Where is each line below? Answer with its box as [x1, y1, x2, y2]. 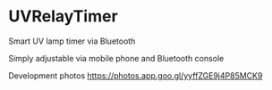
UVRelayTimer [8, 6, 118, 27]
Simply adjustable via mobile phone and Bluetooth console [8, 53, 225, 63]
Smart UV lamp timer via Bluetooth [8, 36, 136, 46]
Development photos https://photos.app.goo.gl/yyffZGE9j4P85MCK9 [8, 70, 263, 81]
